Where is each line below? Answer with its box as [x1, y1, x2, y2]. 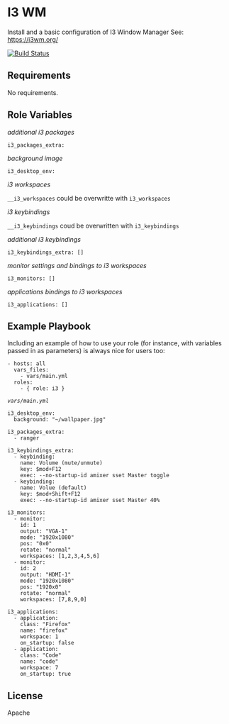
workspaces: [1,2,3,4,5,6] [20, 552, 100, 560]
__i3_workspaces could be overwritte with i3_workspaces [7, 194, 171, 202]
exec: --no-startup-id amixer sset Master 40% [20, 497, 160, 504]
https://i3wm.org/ [7, 35, 59, 43]
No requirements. [7, 88, 59, 96]
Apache [7, 708, 30, 717]
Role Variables [7, 109, 72, 121]
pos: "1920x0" [20, 584, 62, 591]
